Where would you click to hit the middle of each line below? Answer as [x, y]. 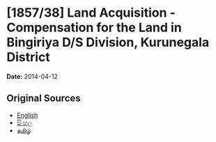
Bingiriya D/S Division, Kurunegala [108, 42]
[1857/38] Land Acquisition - [91, 13]
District [28, 57]
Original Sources [44, 98]
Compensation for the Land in [94, 27]
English [27, 115]
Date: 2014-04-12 [32, 76]
